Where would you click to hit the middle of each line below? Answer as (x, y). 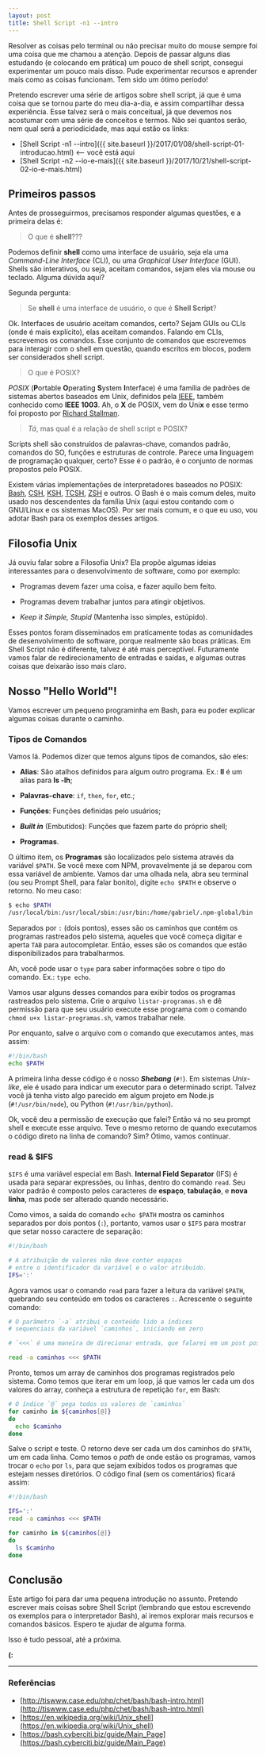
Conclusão (36, 1580)
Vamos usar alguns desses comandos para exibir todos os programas (122, 992)
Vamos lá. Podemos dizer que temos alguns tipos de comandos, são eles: (128, 757)
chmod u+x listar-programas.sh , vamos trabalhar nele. (97, 1017)
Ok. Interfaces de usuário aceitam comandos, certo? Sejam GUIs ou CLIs (127, 324)
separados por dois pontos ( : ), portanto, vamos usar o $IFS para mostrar (127, 1223)
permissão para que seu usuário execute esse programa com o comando (127, 1009)
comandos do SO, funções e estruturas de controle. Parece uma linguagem (131, 452)
